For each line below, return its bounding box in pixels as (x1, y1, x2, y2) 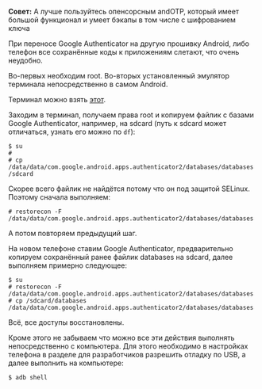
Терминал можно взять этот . (8, 95, 106, 104)
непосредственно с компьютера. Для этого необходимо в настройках (8, 341, 249, 351)
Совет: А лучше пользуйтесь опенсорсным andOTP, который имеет (8, 7, 240, 16)
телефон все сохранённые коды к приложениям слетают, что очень (8, 48, 240, 56)
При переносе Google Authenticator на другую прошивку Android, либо (8, 39, 250, 48)
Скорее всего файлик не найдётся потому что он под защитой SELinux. (8, 184, 250, 193)
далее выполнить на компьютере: (8, 358, 125, 368)
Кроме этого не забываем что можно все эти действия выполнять (8, 333, 235, 342)
